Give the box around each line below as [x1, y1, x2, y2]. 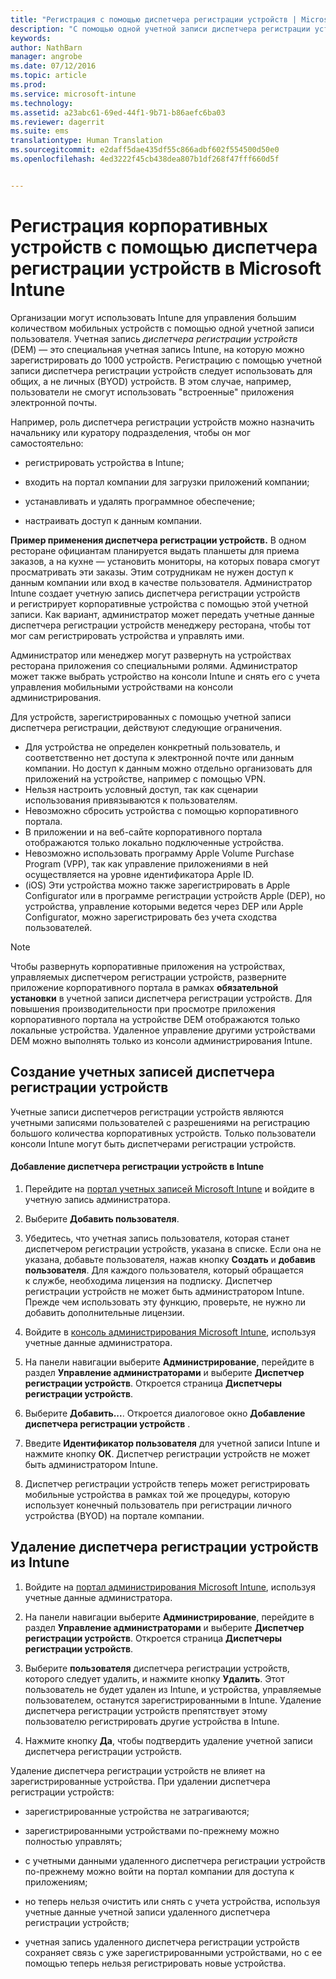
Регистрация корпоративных [10, 214, 268, 237]
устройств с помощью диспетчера [10, 236, 318, 258]
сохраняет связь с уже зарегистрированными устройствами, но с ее [24, 1946, 323, 1958]
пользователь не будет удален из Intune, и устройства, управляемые [24, 1683, 322, 1695]
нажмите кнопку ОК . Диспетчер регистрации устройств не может [24, 1447, 311, 1460]
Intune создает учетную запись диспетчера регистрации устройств [10, 587, 301, 599]
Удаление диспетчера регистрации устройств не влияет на [10, 1764, 266, 1776]
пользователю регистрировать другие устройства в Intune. [24, 1715, 280, 1727]
